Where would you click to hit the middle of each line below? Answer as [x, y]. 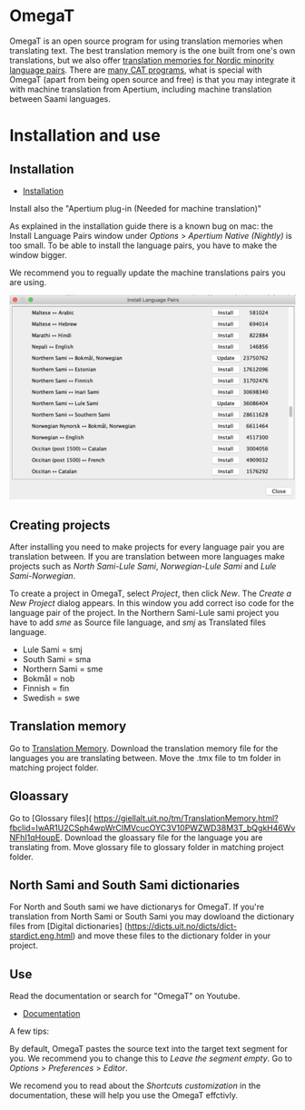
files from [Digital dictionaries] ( [69, 927]
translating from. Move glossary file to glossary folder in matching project [147, 847]
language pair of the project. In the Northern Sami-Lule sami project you [144, 613]
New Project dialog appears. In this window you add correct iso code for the [152, 603]
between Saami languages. [60, 99]
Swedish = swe [51, 698]
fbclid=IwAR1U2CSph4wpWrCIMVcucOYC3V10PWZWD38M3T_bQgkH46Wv [152, 828]
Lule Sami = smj [53, 649]
